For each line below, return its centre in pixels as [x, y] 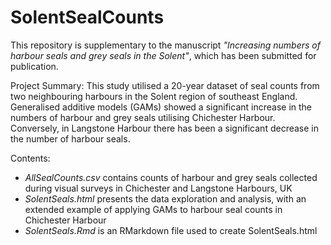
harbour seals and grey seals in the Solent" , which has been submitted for [163, 55]
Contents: [30, 158]
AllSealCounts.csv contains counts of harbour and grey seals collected [171, 177]
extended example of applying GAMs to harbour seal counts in [153, 209]
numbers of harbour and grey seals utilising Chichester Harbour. [143, 117]
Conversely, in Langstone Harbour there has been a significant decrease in [164, 128]
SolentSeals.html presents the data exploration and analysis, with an [165, 198]
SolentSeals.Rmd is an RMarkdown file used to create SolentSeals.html [171, 230]
